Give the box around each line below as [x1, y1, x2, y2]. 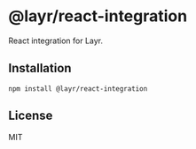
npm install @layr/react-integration [8, 84, 148, 93]
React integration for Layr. [8, 35, 104, 46]
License [8, 108, 53, 123]
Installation [8, 61, 72, 76]
